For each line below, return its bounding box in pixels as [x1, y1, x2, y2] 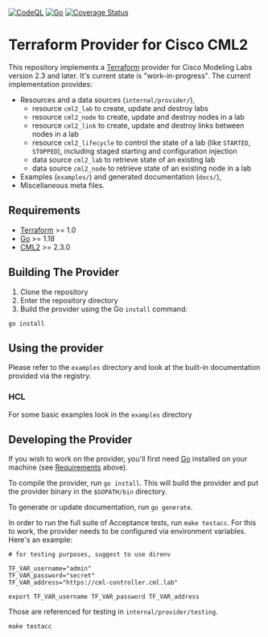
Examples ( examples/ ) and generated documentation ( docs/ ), [19, 171, 222, 181]
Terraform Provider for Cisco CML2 [8, 36, 249, 54]
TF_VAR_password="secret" [8, 572, 95, 580]
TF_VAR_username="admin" [8, 565, 92, 573]
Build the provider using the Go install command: [19, 304, 188, 314]
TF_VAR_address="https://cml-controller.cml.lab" [8, 579, 179, 587]
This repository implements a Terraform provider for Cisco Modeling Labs [8, 62, 253, 72]
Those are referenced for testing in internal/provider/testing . [8, 607, 219, 617]
